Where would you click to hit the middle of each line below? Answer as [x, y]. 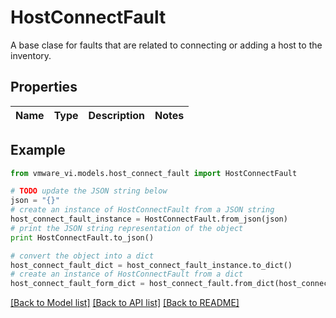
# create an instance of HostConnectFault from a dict [127, 274]
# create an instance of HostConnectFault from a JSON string [142, 210]
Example [38, 150]
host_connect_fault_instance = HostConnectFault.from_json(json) [149, 219]
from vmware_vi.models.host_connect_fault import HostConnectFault [154, 173]
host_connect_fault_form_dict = [77, 284]
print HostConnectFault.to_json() [82, 237]
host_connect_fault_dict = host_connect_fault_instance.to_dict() [151, 265]
